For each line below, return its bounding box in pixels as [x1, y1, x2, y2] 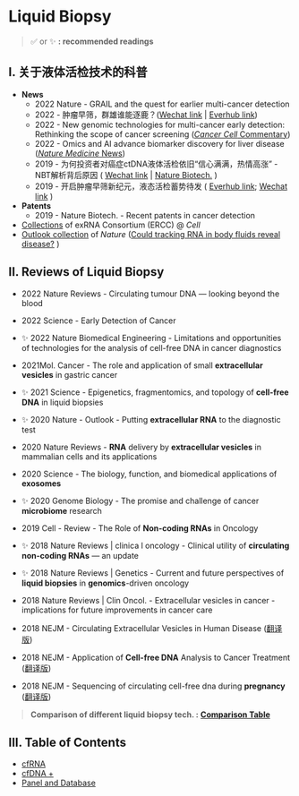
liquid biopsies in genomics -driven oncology [21, 578, 190, 588]
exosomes [21, 477, 62, 489]
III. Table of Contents [8, 734, 127, 749]
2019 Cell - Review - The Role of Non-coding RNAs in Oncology [21, 522, 259, 534]
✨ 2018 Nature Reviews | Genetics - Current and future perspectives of [21, 567, 285, 578]
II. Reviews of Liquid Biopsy [8, 264, 165, 279]
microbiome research [21, 505, 102, 516]
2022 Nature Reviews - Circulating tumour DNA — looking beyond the [21, 288, 280, 299]
